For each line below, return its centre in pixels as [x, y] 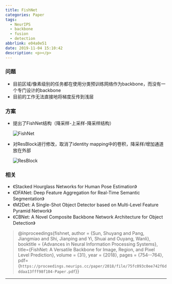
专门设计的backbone [39, 90]
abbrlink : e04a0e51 [26, 43]
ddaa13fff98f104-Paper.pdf [47, 272]
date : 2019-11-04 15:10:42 [34, 48]
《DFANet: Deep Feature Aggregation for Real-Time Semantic [76, 193]
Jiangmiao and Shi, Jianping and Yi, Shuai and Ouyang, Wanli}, [84, 239]
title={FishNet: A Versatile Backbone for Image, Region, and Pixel [86, 250]
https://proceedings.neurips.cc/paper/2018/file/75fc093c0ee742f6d [93, 267]
